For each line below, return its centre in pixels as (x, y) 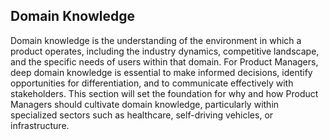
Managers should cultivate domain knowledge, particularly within (145, 104)
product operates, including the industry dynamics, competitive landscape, (165, 51)
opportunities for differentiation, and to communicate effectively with (152, 83)
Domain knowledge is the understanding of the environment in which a (156, 40)
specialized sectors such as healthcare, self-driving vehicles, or (142, 115)
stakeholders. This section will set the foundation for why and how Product (164, 93)
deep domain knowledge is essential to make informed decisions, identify (161, 72)
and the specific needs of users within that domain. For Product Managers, (164, 61)
